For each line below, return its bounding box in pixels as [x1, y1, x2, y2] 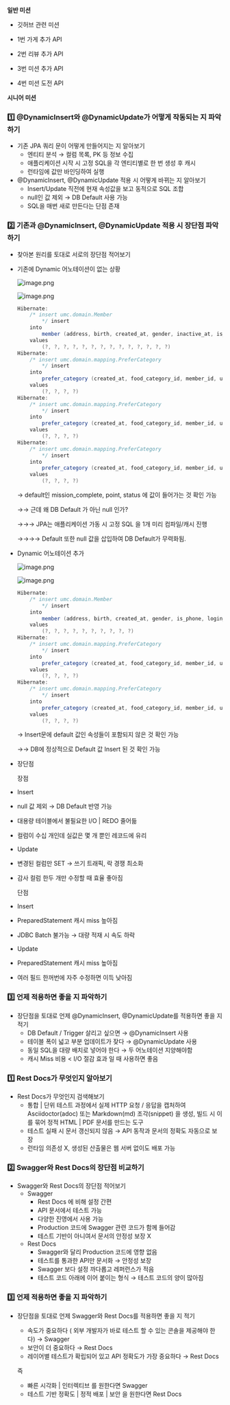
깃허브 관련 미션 [16, 21, 60, 29]
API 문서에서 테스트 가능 [37, 1206, 103, 1215]
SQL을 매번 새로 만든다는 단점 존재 [27, 202, 120, 210]
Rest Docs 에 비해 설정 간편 [37, 1198, 112, 1206]
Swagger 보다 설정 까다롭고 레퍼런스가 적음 [37, 1265, 155, 1273]
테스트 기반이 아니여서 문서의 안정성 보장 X [37, 1232, 152, 1240]
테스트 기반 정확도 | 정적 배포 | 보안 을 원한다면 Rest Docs [27, 1390, 182, 1398]
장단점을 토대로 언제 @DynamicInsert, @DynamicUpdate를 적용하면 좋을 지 [16, 1011, 222, 1020]
